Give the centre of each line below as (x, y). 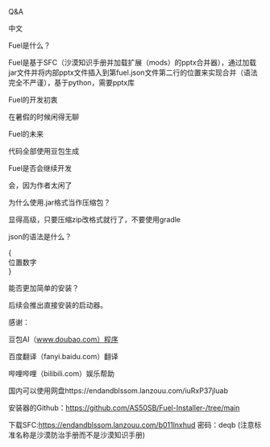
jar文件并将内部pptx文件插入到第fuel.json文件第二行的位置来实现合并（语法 (133, 72)
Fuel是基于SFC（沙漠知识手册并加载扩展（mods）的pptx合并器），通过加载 (133, 62)
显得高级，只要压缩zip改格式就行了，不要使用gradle (95, 219)
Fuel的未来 (26, 134)
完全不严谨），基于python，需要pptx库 (72, 83)
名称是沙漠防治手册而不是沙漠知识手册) (80, 435)
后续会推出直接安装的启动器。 (58, 305)
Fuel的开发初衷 (33, 99)
